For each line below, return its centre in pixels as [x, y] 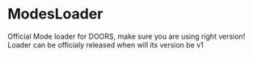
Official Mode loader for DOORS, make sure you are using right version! [126, 36]
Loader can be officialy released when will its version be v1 [105, 44]
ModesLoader [55, 14]
